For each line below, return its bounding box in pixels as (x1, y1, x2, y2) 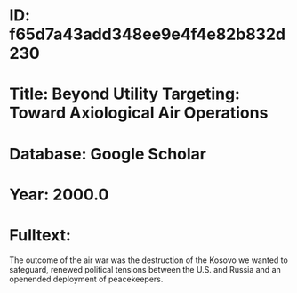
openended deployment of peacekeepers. (9, 273, 164, 284)
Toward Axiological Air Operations (9, 103, 269, 123)
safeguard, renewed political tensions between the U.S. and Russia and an (9, 264, 282, 274)
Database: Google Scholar (9, 143, 207, 164)
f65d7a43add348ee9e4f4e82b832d (9, 24, 286, 45)
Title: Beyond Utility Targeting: (9, 84, 240, 104)
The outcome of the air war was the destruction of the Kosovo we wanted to (9, 255, 289, 265)
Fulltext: (9, 224, 71, 245)
